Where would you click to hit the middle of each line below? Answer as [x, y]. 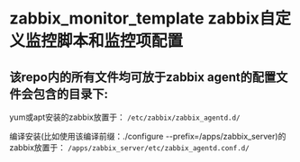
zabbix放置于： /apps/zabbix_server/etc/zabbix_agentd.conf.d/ [129, 148]
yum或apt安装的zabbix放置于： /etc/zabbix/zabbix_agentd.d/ [125, 117]
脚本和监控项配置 [120, 41]
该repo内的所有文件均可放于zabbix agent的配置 [143, 77]
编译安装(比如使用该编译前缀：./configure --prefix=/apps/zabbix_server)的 [148, 136]
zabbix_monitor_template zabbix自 [142, 18]
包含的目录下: [71, 94]
